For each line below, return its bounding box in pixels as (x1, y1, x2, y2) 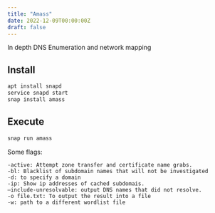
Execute (7, 115, 45, 128)
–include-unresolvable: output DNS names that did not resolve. (7, 186, 202, 193)
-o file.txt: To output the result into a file (7, 192, 152, 199)
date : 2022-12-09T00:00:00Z (7, 17, 91, 24)
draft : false (7, 24, 46, 31)
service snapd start (7, 90, 69, 97)
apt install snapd (7, 83, 62, 90)
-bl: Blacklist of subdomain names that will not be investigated (7, 167, 209, 175)
